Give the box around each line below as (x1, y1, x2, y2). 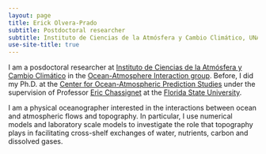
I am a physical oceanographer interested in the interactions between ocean (8, 103, 257, 113)
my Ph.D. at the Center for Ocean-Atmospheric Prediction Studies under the (8, 80, 256, 89)
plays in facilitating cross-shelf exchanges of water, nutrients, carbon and (8, 128, 249, 138)
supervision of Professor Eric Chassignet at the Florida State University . (8, 88, 242, 97)
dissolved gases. (8, 137, 63, 146)
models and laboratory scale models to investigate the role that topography (8, 120, 253, 130)
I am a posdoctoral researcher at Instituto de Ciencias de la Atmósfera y (8, 62, 243, 72)
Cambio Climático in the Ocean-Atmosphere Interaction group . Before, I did (8, 71, 254, 81)
